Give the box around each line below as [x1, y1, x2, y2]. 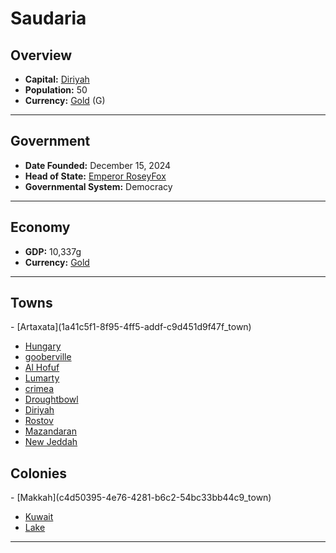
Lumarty [24, 372, 60, 384]
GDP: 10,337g [24, 245, 82, 257]
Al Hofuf [24, 362, 60, 374]
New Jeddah [24, 436, 78, 448]
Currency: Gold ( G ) [24, 95, 106, 106]
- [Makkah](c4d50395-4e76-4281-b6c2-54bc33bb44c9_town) [10, 492, 272, 504]
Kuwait [24, 511, 54, 523]
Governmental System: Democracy [24, 180, 173, 192]
